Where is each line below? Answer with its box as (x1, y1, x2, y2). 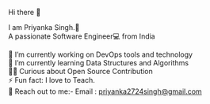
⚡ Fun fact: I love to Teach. (8, 76, 95, 84)
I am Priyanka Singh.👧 (8, 23, 80, 32)
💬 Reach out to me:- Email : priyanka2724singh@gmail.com (8, 87, 202, 96)
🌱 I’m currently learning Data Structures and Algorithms (8, 58, 189, 67)
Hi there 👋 (8, 8, 41, 17)
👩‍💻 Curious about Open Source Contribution (8, 67, 153, 76)
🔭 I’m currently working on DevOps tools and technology (8, 50, 193, 59)
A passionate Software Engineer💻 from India (8, 32, 156, 41)
